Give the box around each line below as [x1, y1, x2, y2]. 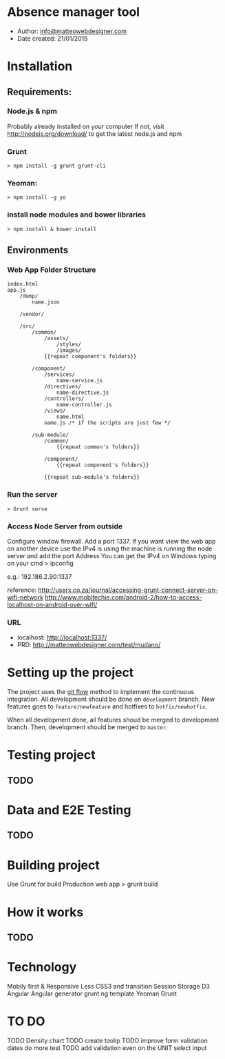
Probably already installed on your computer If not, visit [7, 122, 164, 130]
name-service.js [56, 377, 103, 384]
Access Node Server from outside [7, 522, 122, 531]
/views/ [43, 408, 67, 415]
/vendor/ [19, 311, 45, 318]
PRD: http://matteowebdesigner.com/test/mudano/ [17, 641, 161, 649]
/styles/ [56, 341, 81, 348]
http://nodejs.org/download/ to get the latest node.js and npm [7, 129, 182, 138]
